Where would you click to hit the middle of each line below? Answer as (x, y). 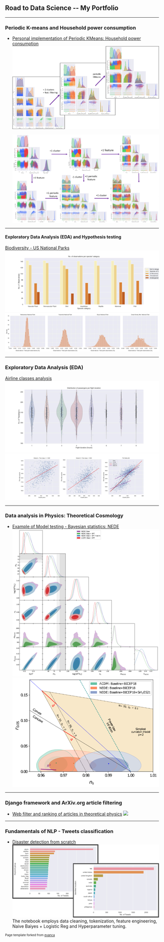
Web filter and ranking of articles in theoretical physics (67, 814)
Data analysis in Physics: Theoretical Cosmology (64, 516)
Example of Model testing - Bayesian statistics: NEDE (66, 526)
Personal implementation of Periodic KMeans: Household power (76, 38)
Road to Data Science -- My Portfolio (62, 8)
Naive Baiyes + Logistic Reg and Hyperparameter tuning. (69, 926)
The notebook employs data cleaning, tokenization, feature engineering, (84, 921)
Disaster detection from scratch (44, 842)
